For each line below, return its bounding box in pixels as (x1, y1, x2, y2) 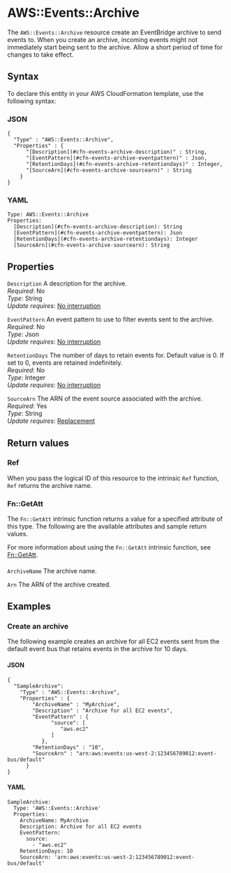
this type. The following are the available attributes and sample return (7, 522, 207, 531)
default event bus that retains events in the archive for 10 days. (7, 645, 188, 653)
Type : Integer (7, 373, 46, 382)
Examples (7, 601, 51, 613)
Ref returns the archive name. (7, 481, 93, 489)
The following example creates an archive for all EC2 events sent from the (7, 637, 220, 645)
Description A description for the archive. (7, 279, 128, 288)
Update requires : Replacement (7, 417, 96, 425)
